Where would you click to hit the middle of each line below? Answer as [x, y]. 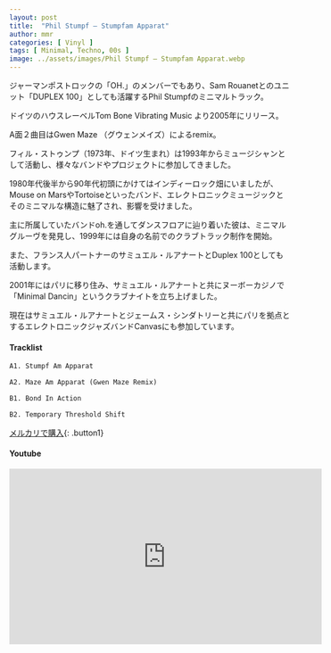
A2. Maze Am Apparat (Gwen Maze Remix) [83, 383]
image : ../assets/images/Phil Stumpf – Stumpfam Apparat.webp [127, 59]
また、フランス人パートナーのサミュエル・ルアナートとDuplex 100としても [146, 255]
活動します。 [33, 266]
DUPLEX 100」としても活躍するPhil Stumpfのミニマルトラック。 [151, 96]
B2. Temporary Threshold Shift [67, 414]
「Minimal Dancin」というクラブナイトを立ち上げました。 [116, 296]
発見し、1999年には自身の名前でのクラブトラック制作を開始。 [162, 236]
